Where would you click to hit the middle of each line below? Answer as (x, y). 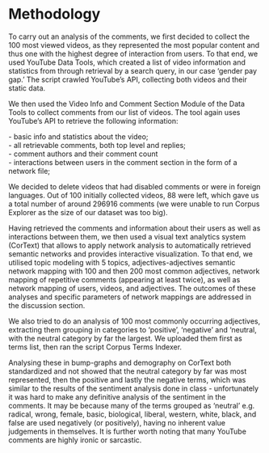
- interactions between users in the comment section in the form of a (123, 162)
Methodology (55, 14)
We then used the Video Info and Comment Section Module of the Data (126, 104)
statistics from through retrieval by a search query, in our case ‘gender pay (132, 70)
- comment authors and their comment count (83, 154)
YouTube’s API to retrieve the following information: (94, 121)
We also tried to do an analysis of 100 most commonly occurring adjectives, (134, 321)
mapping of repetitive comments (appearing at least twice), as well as (124, 279)
